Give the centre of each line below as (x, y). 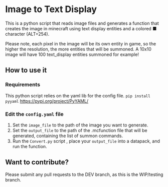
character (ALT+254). (27, 34)
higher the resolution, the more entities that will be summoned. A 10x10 (78, 49)
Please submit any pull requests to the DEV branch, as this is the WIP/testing (84, 174)
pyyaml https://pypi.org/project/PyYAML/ (47, 101)
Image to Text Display (51, 9)
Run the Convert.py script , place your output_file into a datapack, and (86, 141)
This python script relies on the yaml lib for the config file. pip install (78, 96)
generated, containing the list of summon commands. (68, 136)
